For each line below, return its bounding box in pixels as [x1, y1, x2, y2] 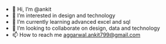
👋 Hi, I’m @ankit [11, 6, 52, 12]
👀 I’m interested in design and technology [11, 12, 116, 19]
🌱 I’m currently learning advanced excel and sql [11, 18, 131, 25]
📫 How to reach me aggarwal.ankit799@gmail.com [11, 32, 141, 38]
